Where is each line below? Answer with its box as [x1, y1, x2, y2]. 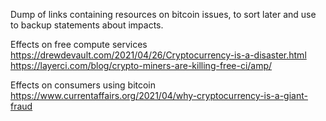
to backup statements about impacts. [10, 19, 164, 31]
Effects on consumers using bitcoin [10, 79, 157, 91]
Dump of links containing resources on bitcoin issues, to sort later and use [10, 9, 317, 20]
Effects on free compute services [10, 39, 148, 50]
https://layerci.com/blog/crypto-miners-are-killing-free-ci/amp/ [10, 60, 273, 71]
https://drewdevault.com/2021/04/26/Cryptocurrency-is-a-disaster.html [10, 49, 307, 61]
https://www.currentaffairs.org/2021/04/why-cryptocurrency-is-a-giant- [10, 90, 308, 101]
